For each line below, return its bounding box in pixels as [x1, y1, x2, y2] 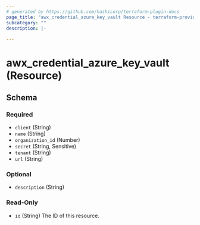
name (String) [14, 130, 46, 137]
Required [6, 110, 33, 119]
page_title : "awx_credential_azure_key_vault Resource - [6, 14, 151, 20]
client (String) [14, 124, 52, 131]
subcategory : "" [6, 20, 46, 26]
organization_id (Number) [14, 137, 80, 143]
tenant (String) [14, 149, 52, 156]
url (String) [14, 156, 43, 162]
